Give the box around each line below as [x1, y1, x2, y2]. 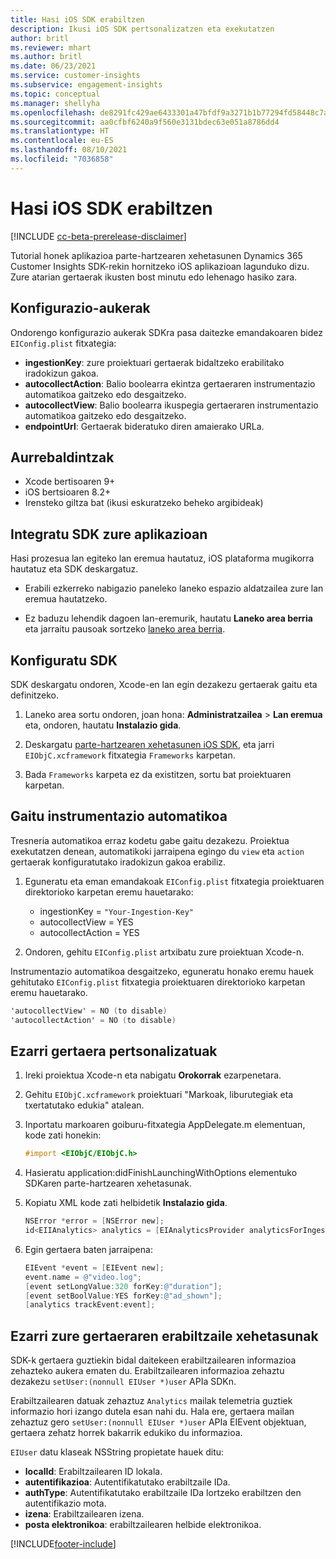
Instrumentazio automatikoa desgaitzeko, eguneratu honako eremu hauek [10, 965, 314, 977]
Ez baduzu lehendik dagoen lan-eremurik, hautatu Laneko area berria [24, 612, 313, 625]
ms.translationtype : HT [10, 126, 110, 136]
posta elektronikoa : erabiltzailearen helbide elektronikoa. [24, 1519, 262, 1531]
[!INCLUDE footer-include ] [10, 1538, 117, 1550]
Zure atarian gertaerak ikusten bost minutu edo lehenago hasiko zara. [10, 271, 298, 283]
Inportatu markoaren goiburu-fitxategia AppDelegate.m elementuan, [24, 1119, 306, 1131]
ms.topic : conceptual [10, 89, 101, 99]
